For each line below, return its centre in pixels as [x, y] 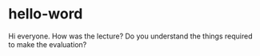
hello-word [46, 14]
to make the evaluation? [48, 44]
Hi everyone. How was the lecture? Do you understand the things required [130, 36]
